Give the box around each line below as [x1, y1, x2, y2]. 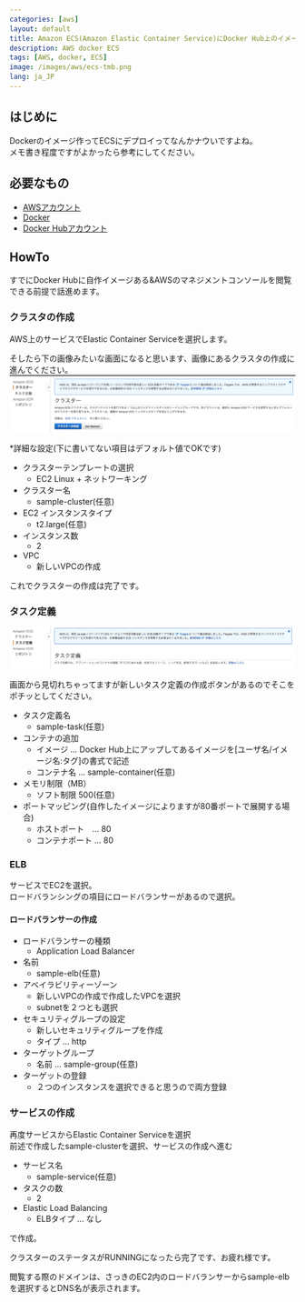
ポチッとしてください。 [9, 690, 97, 701]
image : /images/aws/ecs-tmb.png [9, 63, 132, 72]
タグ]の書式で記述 [62, 755, 130, 766]
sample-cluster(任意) [35, 496, 115, 506]
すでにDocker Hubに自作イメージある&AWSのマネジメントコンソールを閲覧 [9, 275, 292, 285]
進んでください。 [9, 364, 74, 375]
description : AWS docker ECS [9, 44, 120, 53]
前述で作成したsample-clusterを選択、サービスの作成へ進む [9, 1140, 233, 1151]
